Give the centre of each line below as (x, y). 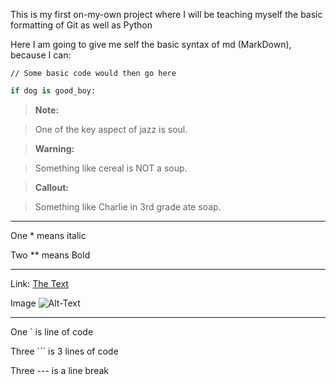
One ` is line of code (52, 331)
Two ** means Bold (50, 255)
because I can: (41, 55)
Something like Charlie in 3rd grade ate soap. (128, 206)
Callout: (51, 187)
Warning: (54, 148)
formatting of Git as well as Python (81, 25)
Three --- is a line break (59, 370)
